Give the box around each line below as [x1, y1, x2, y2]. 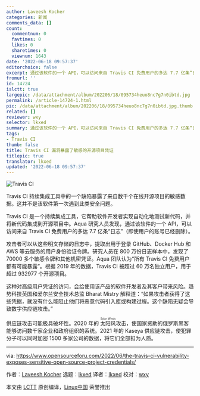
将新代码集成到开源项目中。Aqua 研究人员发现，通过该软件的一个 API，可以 [6, 220, 192, 227]
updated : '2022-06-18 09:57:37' [6, 164, 86, 170]
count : [6, 25, 23, 32]
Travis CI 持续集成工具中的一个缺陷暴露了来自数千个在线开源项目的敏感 [6, 193, 180, 200]
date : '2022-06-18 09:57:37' [6, 58, 79, 64]
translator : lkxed [6, 159, 52, 165]
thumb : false [6, 141, 39, 148]
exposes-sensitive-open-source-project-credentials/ [6, 358, 136, 366]
